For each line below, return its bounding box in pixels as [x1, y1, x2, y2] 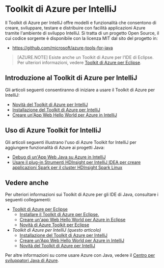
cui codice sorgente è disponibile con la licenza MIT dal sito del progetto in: [5, 35, 158, 41]
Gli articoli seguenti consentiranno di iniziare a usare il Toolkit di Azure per [5, 87, 155, 93]
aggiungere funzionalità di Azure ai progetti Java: [5, 144, 105, 150]
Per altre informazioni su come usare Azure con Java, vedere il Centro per [5, 252, 155, 258]
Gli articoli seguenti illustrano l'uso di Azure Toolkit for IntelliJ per [5, 139, 137, 145]
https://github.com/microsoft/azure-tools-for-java [12, 45, 113, 51]
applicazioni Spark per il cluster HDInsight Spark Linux [12, 164, 123, 170]
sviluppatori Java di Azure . [5, 258, 59, 264]
